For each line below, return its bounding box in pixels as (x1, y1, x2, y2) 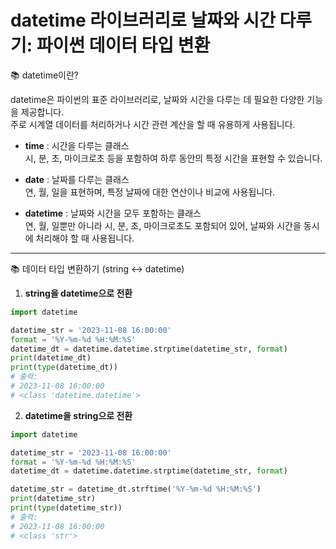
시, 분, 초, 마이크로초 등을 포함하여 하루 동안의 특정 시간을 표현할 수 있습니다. (24, 152, 323, 164)
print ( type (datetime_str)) (10, 503, 123, 513)
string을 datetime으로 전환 (24, 287, 133, 299)
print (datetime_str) (10, 494, 97, 504)
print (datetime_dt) (10, 353, 92, 363)
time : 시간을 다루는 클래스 (24, 139, 130, 151)
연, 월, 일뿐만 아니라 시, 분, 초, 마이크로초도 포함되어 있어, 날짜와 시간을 (24, 219, 302, 231)
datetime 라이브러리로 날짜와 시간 (10, 9, 276, 32)
